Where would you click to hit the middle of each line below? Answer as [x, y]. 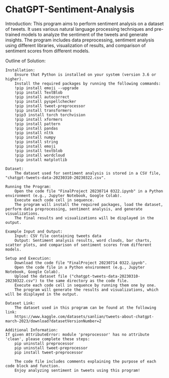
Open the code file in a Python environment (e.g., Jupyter [80, 267]
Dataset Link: [20, 303]
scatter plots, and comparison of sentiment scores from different [79, 245]
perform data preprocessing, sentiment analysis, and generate [74, 209]
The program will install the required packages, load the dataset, [89, 204]
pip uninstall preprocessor [44, 343]
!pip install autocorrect [42, 97]
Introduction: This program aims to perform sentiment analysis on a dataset [85, 24]
